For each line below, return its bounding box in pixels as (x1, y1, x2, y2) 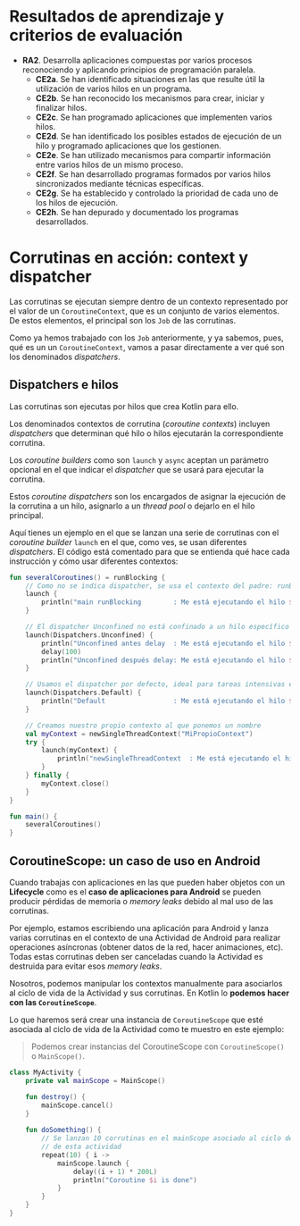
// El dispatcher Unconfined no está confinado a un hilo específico (25, 623, 290, 632)
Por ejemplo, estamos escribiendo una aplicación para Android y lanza (9, 923, 270, 933)
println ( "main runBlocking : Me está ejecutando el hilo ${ (41, 598, 297, 607)
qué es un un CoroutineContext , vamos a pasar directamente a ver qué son (9, 341, 286, 352)
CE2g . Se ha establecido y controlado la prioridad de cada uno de (35, 188, 279, 198)
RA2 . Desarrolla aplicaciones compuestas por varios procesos (21, 55, 253, 65)
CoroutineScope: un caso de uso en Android (9, 853, 261, 869)
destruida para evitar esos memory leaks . (9, 961, 162, 971)
